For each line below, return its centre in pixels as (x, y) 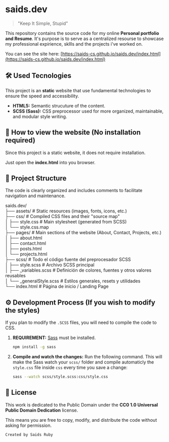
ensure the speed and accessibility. (42, 96)
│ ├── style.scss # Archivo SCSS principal (50, 265)
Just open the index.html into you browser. (50, 162)
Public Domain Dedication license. (42, 410)
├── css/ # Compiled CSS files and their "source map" (62, 216)
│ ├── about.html (24, 238)
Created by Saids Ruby (29, 434)
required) (20, 140)
